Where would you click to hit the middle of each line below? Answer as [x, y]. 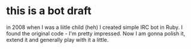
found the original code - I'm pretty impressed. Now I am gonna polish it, [96, 33]
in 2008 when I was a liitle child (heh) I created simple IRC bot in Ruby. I [95, 27]
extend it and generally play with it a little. [57, 40]
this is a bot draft [49, 11]
